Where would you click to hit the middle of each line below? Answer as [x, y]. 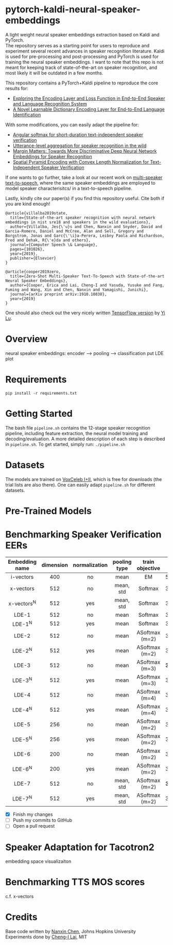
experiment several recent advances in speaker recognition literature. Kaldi [85, 51]
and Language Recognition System [50, 103]
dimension [55, 565]
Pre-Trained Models [48, 511]
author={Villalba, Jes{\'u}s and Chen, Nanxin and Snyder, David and [86, 227]
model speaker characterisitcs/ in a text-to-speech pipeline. [69, 188]
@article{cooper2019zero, [33, 272]
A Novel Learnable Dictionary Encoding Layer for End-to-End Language [89, 109]
